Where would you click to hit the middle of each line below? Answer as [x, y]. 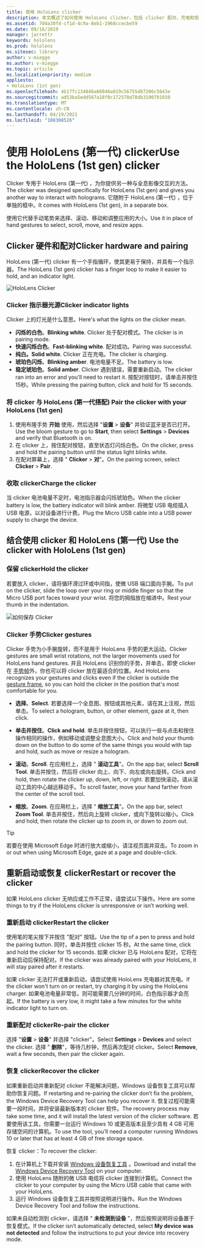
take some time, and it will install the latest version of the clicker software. [99, 1116]
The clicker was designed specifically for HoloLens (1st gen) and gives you [100, 190]
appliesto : [20, 80]
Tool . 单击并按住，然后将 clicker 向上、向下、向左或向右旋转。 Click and [105, 771]
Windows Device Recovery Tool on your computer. [79, 1171]
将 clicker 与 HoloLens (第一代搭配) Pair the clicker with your [97, 403]
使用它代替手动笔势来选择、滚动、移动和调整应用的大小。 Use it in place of [100, 218]
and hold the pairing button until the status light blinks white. [91, 452]
